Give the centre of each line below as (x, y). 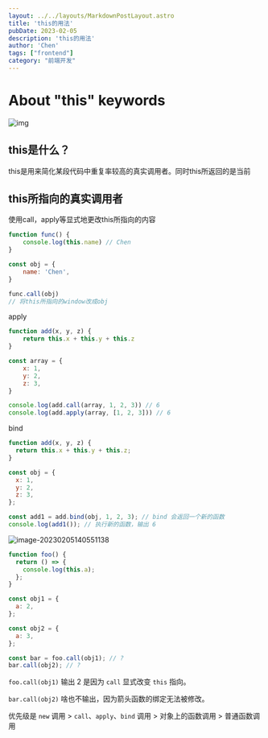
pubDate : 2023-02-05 (43, 31)
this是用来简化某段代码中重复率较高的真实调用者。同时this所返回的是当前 (130, 171)
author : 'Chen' (34, 46)
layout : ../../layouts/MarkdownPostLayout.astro (91, 16)
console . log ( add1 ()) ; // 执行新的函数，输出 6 (82, 525)
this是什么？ (39, 150)
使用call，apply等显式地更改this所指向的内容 (82, 220)
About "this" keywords (87, 101)
